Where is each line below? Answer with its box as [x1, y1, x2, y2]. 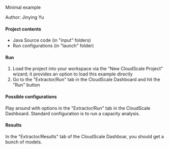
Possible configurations [5, 94, 57, 100]
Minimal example [5, 5, 41, 10]
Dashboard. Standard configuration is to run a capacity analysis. [5, 110, 140, 116]
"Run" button [12, 82, 40, 88]
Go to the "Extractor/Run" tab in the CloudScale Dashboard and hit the [12, 77, 160, 83]
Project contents [5, 26, 42, 32]
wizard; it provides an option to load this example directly [12, 71, 133, 77]
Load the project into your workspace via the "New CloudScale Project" [12, 66, 163, 72]
